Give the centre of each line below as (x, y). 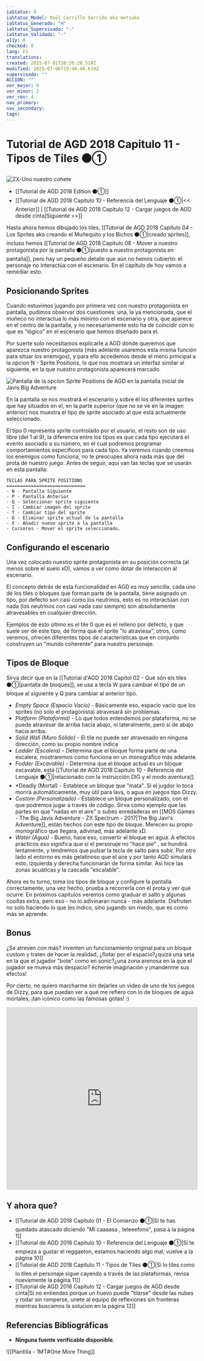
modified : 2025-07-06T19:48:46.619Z (53, 69)
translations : (24, 57)
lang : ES (17, 52)
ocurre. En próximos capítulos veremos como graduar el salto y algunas (96, 894)
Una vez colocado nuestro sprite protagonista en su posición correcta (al (98, 562)
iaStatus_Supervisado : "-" (40, 29)
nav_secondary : (25, 108)
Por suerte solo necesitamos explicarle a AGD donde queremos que (91, 343)
